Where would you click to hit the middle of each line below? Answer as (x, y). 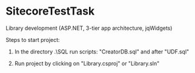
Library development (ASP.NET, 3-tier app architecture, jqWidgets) (89, 28)
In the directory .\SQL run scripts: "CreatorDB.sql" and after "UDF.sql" (102, 51)
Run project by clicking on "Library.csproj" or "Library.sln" (87, 63)
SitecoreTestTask (50, 11)
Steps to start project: (33, 40)
